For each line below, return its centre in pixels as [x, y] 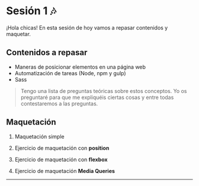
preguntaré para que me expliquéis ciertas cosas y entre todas [97, 97]
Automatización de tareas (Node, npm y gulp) [70, 73]
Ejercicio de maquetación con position [62, 148]
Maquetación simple [39, 136]
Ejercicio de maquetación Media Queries [65, 171]
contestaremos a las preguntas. [59, 103]
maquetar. [19, 34]
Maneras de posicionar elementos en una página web [80, 67]
